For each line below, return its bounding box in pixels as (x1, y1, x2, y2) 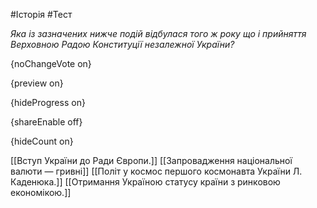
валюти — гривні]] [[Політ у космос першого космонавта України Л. (10, 165, 303, 177)
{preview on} (10, 77, 64, 89)
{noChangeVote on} (10, 58, 92, 69)
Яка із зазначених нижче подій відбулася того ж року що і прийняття (10, 28, 307, 39)
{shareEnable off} (10, 116, 83, 128)
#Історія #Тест (10, 9, 73, 20)
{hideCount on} (10, 135, 74, 147)
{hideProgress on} (10, 97, 86, 108)
